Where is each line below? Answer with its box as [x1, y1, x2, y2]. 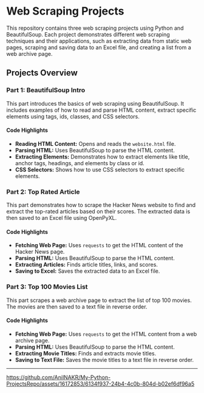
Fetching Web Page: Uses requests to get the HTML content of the [15, 242, 183, 249]
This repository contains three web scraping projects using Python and [6, 24, 184, 32]
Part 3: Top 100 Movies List [6, 282, 88, 291]
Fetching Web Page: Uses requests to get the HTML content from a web [15, 330, 197, 338]
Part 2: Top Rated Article [6, 187, 80, 196]
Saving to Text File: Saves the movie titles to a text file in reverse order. [15, 356, 194, 363]
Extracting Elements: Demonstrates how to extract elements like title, [15, 153, 190, 160]
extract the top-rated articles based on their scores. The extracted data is [6, 208, 191, 215]
